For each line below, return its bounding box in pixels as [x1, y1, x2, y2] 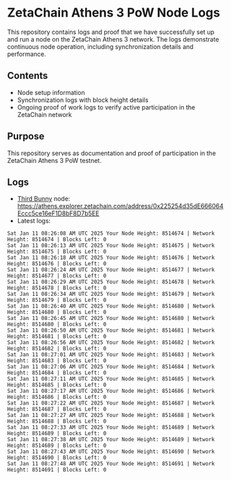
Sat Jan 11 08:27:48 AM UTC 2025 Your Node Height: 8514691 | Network [7, 461, 215, 468]
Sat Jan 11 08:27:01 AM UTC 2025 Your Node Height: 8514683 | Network [7, 351, 215, 358]
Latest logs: [17, 217, 50, 225]
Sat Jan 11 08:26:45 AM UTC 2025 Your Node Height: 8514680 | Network [7, 315, 215, 322]
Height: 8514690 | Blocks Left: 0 [7, 454, 107, 461]
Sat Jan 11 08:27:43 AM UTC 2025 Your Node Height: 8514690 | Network [7, 448, 215, 455]
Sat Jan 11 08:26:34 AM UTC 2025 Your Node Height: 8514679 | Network [7, 291, 215, 298]
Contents [7, 70, 48, 82]
